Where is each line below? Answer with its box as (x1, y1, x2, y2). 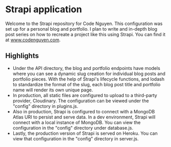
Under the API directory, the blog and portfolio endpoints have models (12, 65, 161, 71)
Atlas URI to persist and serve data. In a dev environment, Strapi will (12, 114, 156, 120)
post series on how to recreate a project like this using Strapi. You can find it (5, 31, 166, 37)
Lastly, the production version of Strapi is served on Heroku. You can (12, 130, 158, 136)
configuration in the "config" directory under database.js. (12, 125, 134, 131)
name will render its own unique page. (12, 87, 93, 93)
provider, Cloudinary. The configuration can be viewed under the (12, 97, 149, 104)
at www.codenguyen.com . (5, 37, 61, 43)
